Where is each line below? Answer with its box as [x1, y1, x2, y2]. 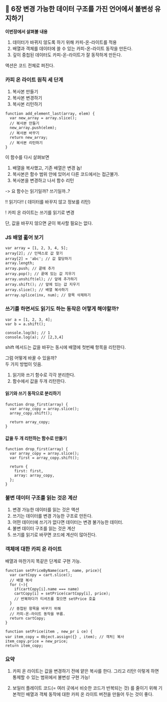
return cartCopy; [9, 616, 46, 621]
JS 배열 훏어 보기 [5, 234, 44, 241]
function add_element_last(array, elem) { [5, 111, 95, 117]
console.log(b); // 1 [5, 330, 50, 335]
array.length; [5, 261, 35, 266]
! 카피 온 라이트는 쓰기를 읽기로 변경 [5, 210, 74, 216]
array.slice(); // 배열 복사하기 [5, 287, 68, 292]
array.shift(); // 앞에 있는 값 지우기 [5, 282, 80, 287]
